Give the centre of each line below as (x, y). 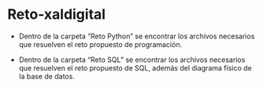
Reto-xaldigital (57, 14)
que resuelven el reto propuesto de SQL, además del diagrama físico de (135, 67)
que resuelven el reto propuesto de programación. (100, 44)
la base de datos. (47, 76)
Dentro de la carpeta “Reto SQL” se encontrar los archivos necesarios (132, 60)
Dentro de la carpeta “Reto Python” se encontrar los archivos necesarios (137, 36)
